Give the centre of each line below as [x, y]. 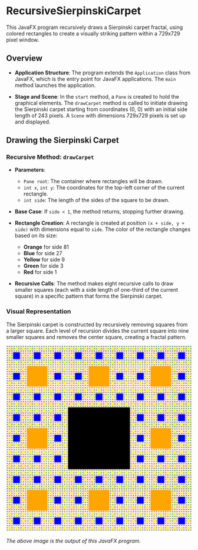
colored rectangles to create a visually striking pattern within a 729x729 [93, 33]
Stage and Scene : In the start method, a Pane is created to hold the [97, 96]
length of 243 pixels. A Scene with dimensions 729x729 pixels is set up [100, 115]
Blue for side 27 [43, 253]
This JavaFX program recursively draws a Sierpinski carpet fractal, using [95, 27]
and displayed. [32, 122]
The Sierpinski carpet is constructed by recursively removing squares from [97, 324]
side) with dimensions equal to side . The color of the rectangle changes [103, 229]
